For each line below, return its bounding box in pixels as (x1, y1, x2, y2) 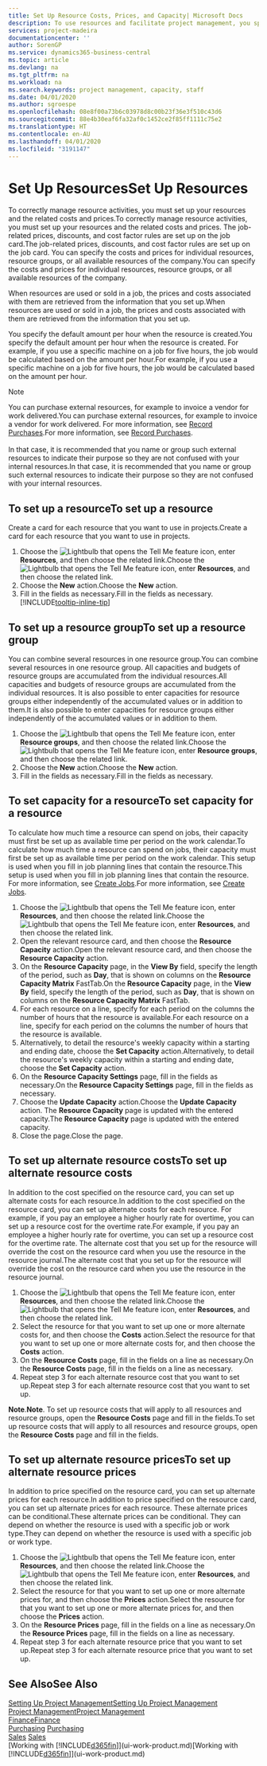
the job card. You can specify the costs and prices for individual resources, (8, 248, 254, 257)
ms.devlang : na (8, 64, 59, 72)
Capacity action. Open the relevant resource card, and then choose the (19, 944, 253, 954)
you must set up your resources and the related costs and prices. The (8, 222, 237, 232)
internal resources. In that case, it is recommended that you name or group (8, 462, 252, 471)
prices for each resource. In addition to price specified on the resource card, (8, 1494, 257, 1505)
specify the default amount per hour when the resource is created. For (8, 338, 239, 347)
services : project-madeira (8, 26, 98, 34)
